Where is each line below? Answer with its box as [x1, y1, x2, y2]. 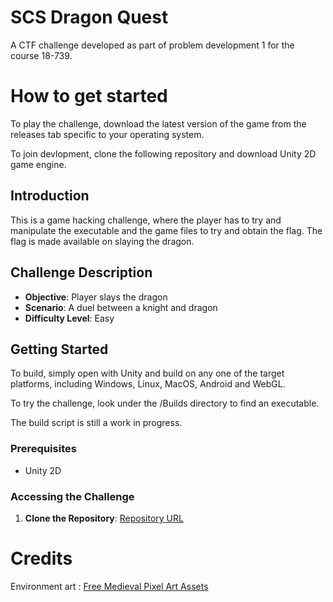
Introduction [10, 187, 90, 205]
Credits [10, 547, 73, 570]
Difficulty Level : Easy [24, 312, 115, 324]
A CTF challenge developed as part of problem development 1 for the [10, 39, 295, 51]
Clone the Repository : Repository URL [24, 512, 184, 524]
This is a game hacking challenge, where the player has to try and [10, 214, 282, 226]
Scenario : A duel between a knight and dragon [24, 301, 218, 313]
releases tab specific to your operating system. [10, 128, 205, 140]
